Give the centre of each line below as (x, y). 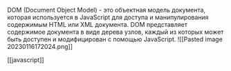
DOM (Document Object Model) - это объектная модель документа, (107, 10)
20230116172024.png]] (40, 47)
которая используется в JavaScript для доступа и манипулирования (108, 17)
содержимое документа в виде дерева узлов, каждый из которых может (115, 32)
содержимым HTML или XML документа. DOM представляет (98, 24)
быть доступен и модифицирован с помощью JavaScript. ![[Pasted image (115, 39)
